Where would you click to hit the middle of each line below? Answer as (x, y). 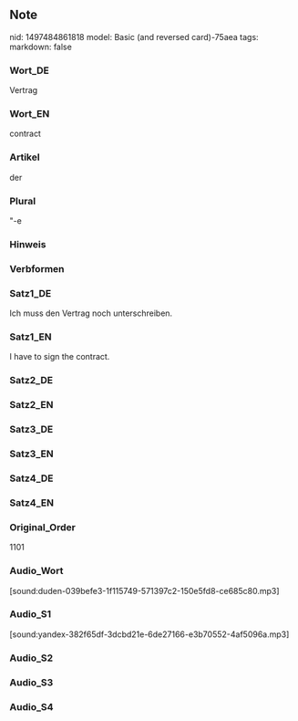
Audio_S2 (31, 658)
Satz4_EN (32, 503)
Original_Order (42, 527)
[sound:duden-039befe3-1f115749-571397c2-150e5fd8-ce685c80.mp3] (144, 590)
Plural (23, 201)
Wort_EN (30, 114)
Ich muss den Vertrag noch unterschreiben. (91, 313)
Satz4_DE (31, 478)
